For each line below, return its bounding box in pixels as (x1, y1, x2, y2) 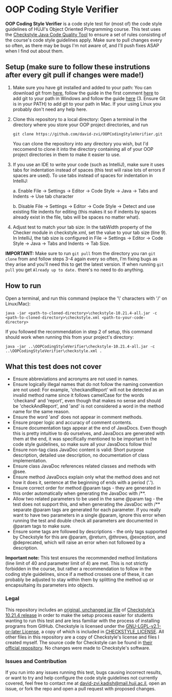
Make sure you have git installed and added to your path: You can (12, 84, 152, 90)
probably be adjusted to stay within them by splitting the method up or (5, 576, 154, 583)
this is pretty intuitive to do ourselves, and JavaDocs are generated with (12, 430, 165, 437)
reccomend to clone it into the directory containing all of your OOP (12, 146, 154, 152)
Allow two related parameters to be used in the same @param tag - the (12, 496, 163, 502)
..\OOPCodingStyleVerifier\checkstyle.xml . (5, 348, 102, 354)
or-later (5, 628, 22, 634)
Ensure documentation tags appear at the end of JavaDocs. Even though (12, 425, 167, 431)
